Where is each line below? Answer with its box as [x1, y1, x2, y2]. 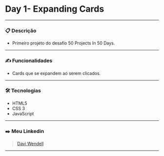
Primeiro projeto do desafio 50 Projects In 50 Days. [12, 40, 115, 46]
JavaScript [12, 111, 34, 116]
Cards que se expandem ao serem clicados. [12, 70, 101, 76]
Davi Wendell [17, 141, 44, 147]
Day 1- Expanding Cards [5, 3, 104, 15]
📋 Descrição [5, 27, 37, 34]
